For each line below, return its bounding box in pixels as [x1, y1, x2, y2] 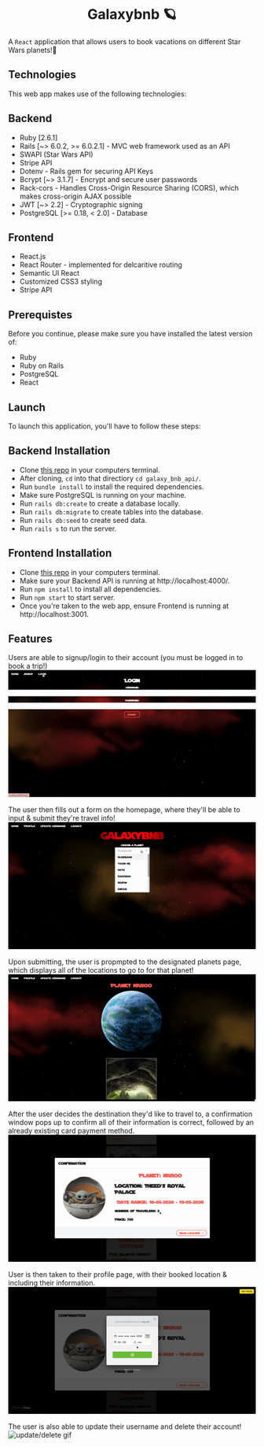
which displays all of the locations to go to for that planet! [8, 966, 194, 975]
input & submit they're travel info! [8, 814, 115, 823]
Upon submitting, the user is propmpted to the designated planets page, [8, 957, 242, 967]
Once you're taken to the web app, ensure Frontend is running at [19, 601, 229, 610]
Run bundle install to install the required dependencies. [19, 481, 204, 492]
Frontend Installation [8, 547, 112, 560]
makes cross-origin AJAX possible [19, 191, 132, 201]
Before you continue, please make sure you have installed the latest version [8, 329, 253, 339]
